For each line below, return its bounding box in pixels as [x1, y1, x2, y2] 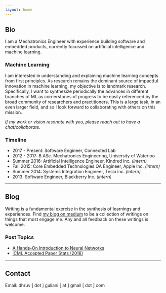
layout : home [5, 7, 32, 12]
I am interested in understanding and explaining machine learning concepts [5, 73, 159, 78]
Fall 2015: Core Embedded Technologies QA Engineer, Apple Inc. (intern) [12, 163, 160, 169]
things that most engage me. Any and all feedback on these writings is [5, 216, 149, 222]
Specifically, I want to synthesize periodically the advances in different [5, 88, 149, 94]
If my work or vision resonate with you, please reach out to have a [5, 119, 140, 125]
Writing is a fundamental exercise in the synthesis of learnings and [5, 206, 141, 212]
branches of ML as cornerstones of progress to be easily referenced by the [5, 93, 159, 99]
